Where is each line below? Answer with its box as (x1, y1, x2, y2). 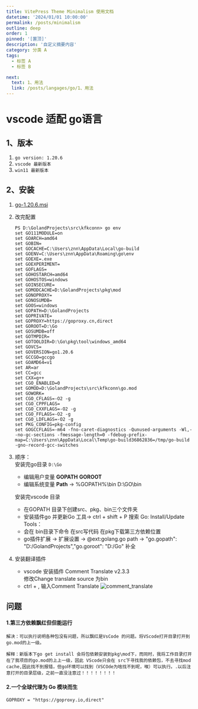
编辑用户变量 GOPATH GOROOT (23, 473, 102, 480)
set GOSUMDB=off (14, 329, 55, 334)
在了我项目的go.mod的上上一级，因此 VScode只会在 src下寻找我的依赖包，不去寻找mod (6, 658, 191, 664)
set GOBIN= (14, 240, 42, 246)
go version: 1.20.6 (14, 155, 63, 161)
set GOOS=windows (14, 303, 58, 308)
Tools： (23, 521, 43, 528)
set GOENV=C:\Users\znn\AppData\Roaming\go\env (14, 251, 134, 257)
